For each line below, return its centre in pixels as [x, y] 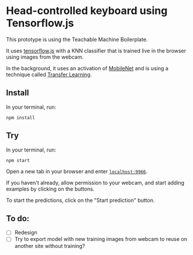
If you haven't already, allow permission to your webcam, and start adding [95, 182]
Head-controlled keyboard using [87, 11]
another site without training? [50, 246]
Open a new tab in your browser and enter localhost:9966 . [77, 171]
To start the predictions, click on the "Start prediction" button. [80, 200]
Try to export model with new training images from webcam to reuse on [101, 239]
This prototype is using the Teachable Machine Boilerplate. [77, 39]
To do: [18, 218]
